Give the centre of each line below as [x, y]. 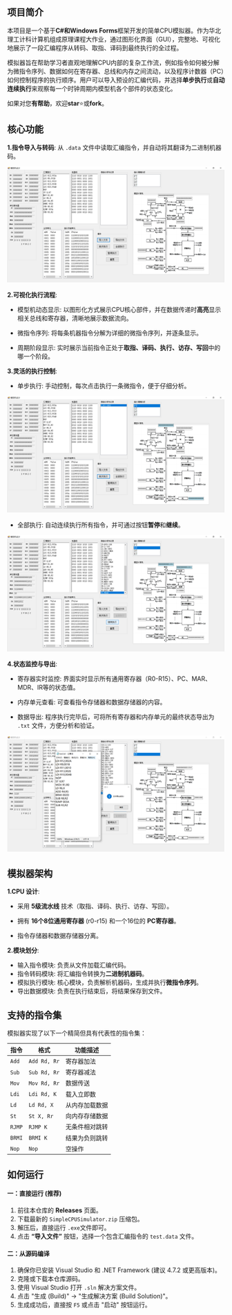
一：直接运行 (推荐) [35, 1194]
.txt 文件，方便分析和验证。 [58, 725]
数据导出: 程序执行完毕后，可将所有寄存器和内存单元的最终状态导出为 [116, 717]
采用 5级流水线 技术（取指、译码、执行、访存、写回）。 [95, 906]
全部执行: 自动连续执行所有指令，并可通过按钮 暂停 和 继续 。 [100, 525]
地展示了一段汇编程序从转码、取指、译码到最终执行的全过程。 [95, 48]
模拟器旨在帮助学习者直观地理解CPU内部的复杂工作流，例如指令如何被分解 [113, 62]
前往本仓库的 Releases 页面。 [59, 1210]
